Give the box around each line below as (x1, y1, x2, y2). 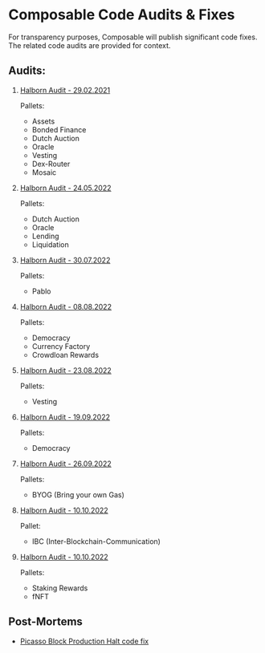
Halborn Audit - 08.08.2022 (19, 302, 112, 311)
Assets (31, 116, 55, 126)
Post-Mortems (8, 615, 83, 629)
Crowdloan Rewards (31, 350, 99, 359)
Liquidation (31, 239, 70, 249)
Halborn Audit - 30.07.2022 (19, 255, 111, 265)
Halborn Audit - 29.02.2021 (19, 85, 111, 95)
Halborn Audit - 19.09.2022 (19, 412, 111, 422)
